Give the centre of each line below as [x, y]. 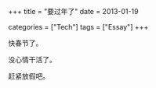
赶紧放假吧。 [29, 76]
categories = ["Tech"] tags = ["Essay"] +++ [78, 27]
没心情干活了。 [32, 60]
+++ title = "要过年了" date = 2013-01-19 [73, 11]
